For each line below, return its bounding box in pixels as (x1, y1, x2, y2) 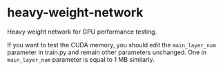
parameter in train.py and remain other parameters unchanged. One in (7, 48, 207, 56)
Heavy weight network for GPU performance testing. (7, 27, 157, 36)
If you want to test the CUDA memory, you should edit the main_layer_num (7, 40, 216, 49)
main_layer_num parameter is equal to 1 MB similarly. (7, 55, 155, 63)
